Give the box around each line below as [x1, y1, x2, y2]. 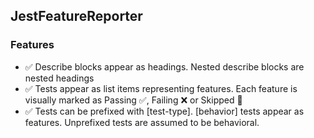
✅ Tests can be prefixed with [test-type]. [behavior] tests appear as [24, 105, 305, 117]
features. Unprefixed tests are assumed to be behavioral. [24, 116, 260, 128]
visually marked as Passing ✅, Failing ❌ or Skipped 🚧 [24, 94, 243, 106]
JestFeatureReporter [10, 8, 143, 25]
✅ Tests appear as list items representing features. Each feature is [24, 82, 298, 94]
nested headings [24, 72, 95, 84]
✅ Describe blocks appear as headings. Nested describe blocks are [24, 60, 305, 73]
